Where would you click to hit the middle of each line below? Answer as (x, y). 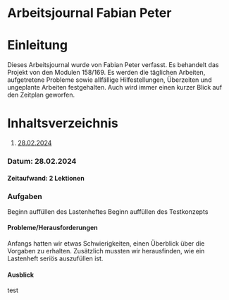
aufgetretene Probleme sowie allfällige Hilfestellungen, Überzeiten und (110, 80)
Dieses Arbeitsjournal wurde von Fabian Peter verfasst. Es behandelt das (113, 65)
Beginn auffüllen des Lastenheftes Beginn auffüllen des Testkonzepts (108, 211)
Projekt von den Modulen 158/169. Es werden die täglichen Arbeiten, (106, 73)
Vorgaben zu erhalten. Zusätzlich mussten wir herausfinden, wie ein (106, 251)
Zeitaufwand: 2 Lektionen (46, 178)
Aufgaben (25, 196)
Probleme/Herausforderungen (52, 228)
